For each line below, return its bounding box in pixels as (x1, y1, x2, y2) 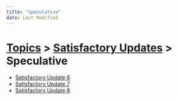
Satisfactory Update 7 (15, 80, 70, 88)
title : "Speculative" (6, 9, 61, 15)
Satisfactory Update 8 (15, 87, 70, 95)
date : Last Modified (6, 15, 59, 21)
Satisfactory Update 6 (15, 74, 70, 81)
